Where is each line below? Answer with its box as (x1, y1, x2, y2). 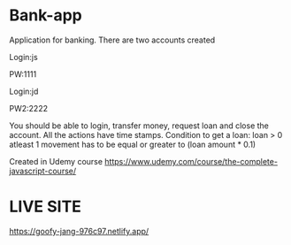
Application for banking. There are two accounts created (9, 34, 216, 45)
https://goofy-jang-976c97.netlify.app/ (9, 226, 149, 236)
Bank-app (9, 5, 82, 26)
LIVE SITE (9, 196, 82, 217)
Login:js (9, 51, 38, 62)
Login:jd (9, 86, 39, 96)
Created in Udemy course (9, 156, 103, 166)
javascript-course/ (9, 165, 77, 176)
